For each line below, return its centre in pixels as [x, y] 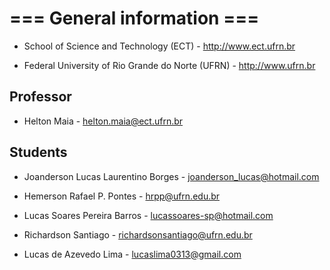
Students [38, 152]
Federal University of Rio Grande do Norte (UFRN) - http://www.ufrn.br [169, 65]
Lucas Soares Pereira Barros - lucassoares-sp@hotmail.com [148, 215]
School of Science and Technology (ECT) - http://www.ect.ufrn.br [159, 46]
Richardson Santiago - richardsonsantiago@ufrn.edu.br [138, 234]
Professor [40, 97]
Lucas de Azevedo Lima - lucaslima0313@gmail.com [132, 254]
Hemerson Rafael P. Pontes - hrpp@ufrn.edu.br [122, 196]
